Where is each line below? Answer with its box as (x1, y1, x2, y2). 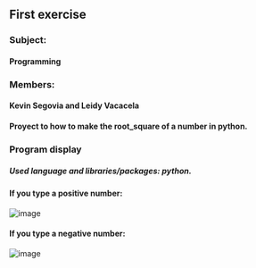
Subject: (9, 34, 47, 46)
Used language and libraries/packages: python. (9, 165, 192, 176)
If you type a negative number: (9, 228, 126, 239)
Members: (9, 78, 55, 90)
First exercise (9, 7, 87, 22)
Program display (9, 143, 82, 155)
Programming (9, 55, 62, 66)
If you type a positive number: (9, 188, 123, 198)
